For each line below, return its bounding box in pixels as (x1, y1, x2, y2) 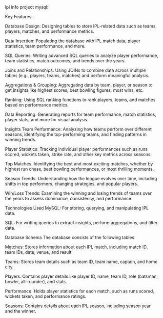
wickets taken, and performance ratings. (5, 293, 86, 299)
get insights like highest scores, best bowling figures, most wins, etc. (5, 87, 144, 93)
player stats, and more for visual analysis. (5, 117, 89, 122)
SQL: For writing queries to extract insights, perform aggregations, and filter (5, 220, 158, 225)
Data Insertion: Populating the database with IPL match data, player (5, 38, 141, 44)
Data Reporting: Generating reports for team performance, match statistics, (5, 111, 157, 117)
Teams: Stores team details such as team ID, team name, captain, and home (5, 259, 158, 265)
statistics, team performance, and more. (5, 43, 86, 49)
